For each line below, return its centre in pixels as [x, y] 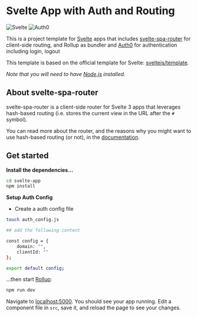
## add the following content [43, 231]
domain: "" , [31, 246]
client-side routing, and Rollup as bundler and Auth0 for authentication [92, 45]
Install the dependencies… [40, 170]
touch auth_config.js [33, 220]
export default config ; [35, 268]
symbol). [17, 119]
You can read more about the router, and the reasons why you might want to [99, 130]
